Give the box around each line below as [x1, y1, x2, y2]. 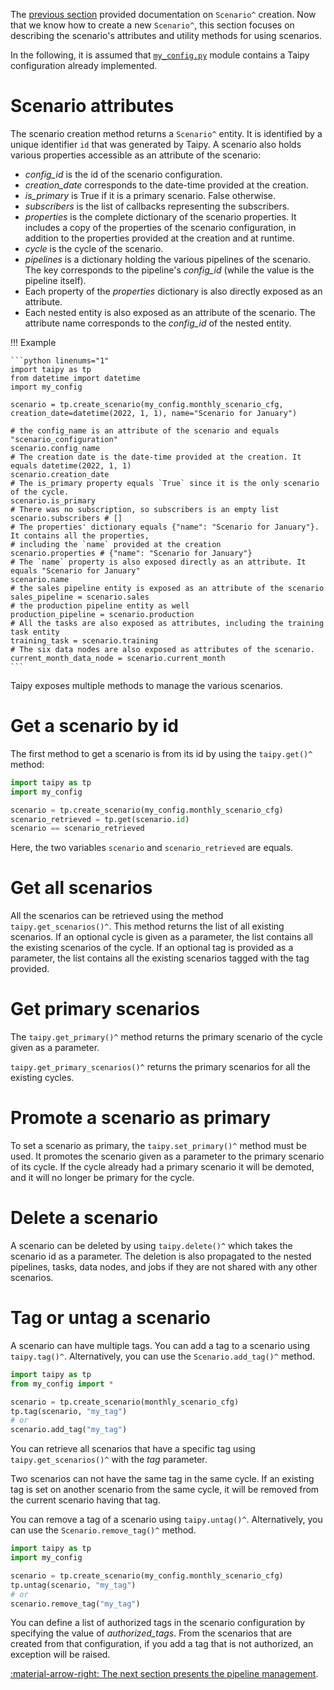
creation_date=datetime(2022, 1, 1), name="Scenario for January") [10, 408, 298, 418]
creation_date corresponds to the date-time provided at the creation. [24, 179, 309, 191]
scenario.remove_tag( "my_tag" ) [10, 1599, 141, 1609]
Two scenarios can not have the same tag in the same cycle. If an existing [10, 1473, 315, 1485]
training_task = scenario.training [10, 635, 159, 646]
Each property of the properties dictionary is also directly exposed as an [24, 285, 323, 297]
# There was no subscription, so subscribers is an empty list [10, 504, 280, 514]
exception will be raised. [10, 1649, 111, 1661]
